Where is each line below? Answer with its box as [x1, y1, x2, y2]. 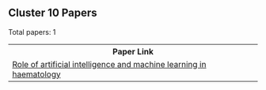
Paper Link [112, 46, 154, 57]
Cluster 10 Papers [8, 6, 97, 20]
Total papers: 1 [8, 27, 56, 36]
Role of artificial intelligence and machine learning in [12, 58, 207, 69]
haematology [12, 69, 61, 80]
